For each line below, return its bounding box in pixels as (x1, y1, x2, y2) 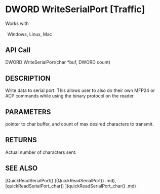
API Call (5, 46, 31, 54)
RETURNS (5, 136, 37, 144)
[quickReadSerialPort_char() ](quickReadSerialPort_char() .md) (5, 183, 136, 189)
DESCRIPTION (5, 74, 51, 82)
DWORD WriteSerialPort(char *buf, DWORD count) (5, 59, 110, 66)
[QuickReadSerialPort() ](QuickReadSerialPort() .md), (5, 177, 116, 183)
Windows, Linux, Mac (7, 31, 52, 37)
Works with (5, 20, 29, 26)
